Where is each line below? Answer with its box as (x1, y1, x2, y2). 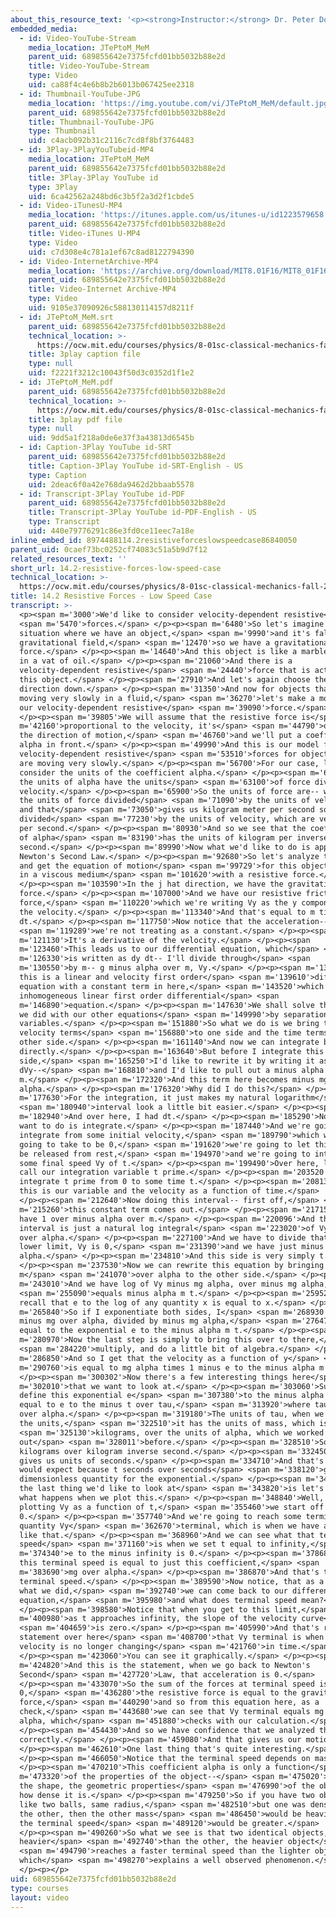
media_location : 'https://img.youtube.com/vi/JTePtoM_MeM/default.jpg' (28, 98, 333, 108)
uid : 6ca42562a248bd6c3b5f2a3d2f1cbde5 (28, 191, 195, 201)
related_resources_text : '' (10, 554, 128, 564)
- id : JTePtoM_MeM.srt (19, 312, 114, 322)
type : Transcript (28, 517, 101, 527)
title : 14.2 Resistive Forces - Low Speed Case (10, 591, 213, 601)
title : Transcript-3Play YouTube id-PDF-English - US (28, 507, 257, 518)
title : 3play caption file (28, 349, 141, 360)
